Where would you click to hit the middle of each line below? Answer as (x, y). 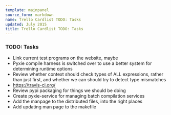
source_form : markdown (29, 15)
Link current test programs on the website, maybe (66, 58)
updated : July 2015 (26, 24)
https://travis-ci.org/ (34, 85)
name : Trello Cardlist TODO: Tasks (43, 19)
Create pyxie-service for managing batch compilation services (79, 96)
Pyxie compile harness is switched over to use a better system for (82, 63)
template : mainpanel (27, 10)
